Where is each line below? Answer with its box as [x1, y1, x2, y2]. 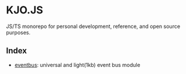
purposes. [6, 29, 31, 36]
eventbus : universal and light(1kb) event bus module [14, 61, 140, 68]
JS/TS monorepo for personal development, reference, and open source [6, 23, 180, 30]
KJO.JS [6, 3, 43, 17]
